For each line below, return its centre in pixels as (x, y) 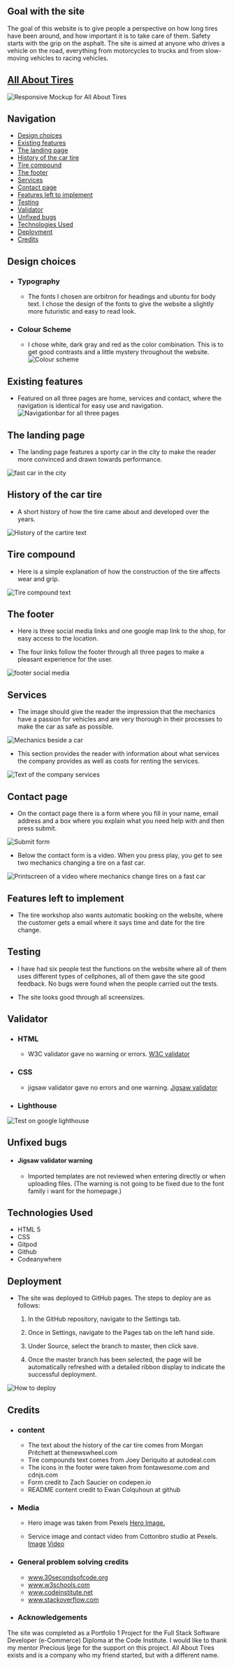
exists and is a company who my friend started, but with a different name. (113, 1655)
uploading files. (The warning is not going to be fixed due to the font (126, 1183)
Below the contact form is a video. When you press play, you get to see (120, 856)
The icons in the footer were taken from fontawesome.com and (118, 1467)
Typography (39, 281)
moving (18, 58)
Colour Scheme (44, 330)
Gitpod (27, 1244)
